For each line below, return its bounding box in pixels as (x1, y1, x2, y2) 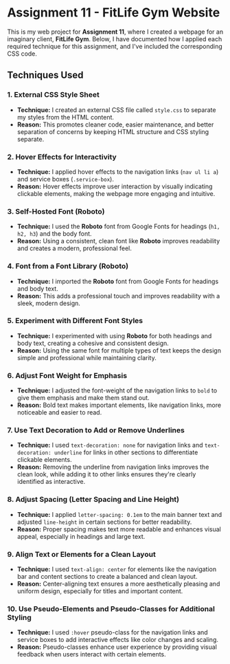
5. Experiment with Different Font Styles (7, 316, 143, 326)
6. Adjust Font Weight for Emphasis (7, 370, 128, 380)
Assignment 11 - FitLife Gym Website (7, 5, 220, 21)
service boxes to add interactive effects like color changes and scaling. (16, 636, 218, 644)
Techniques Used (7, 69, 84, 81)
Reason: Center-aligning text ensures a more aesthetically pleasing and (16, 579, 220, 588)
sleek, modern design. (16, 299, 81, 307)
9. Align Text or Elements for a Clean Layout (7, 549, 156, 559)
